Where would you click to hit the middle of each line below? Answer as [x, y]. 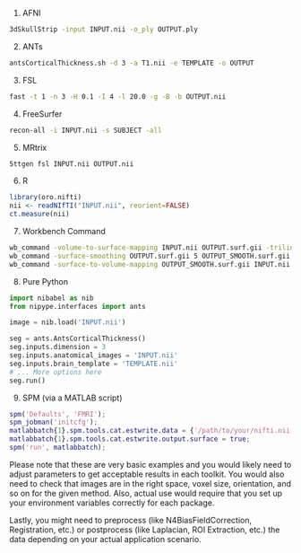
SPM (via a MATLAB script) [72, 398]
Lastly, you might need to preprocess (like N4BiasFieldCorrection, [131, 520]
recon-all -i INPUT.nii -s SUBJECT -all [86, 130]
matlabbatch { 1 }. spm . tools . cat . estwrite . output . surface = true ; [130, 439]
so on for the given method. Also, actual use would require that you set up [146, 493]
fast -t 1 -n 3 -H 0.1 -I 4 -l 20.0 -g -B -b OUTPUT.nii [118, 97]
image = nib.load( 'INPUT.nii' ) [68, 322]
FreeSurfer [42, 114]
